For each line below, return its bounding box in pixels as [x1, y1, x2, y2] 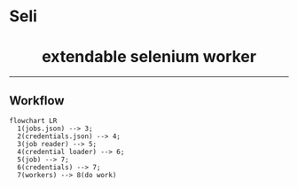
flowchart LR [9, 116, 58, 125]
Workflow [9, 93, 65, 108]
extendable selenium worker [41, 47, 257, 67]
